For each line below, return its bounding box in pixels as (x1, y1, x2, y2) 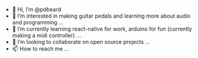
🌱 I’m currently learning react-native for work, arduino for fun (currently (12, 25, 193, 32)
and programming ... (12, 19, 64, 26)
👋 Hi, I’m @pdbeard (12, 6, 62, 13)
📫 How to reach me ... (12, 45, 69, 52)
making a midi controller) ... (12, 32, 81, 39)
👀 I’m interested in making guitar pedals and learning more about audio (12, 12, 191, 20)
